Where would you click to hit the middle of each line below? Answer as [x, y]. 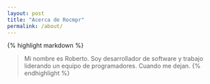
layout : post [26, 13]
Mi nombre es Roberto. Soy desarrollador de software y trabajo [114, 59]
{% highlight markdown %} [45, 46]
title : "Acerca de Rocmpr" [46, 20]
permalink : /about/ [35, 26]
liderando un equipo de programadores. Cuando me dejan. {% [112, 66]
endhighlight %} [47, 73]
